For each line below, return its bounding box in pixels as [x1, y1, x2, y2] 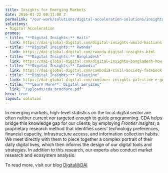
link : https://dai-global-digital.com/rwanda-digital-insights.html [9, 49, 155, 54]
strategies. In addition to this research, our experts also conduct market [5, 147, 152, 153]
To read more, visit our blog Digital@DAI [5, 162, 88, 168]
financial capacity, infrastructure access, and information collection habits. [5, 131, 159, 137]
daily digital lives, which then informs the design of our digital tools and [5, 141, 152, 148]
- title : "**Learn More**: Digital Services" [5, 82, 101, 87]
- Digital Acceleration [5, 26, 55, 31]
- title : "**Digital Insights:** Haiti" [5, 36, 91, 41]
